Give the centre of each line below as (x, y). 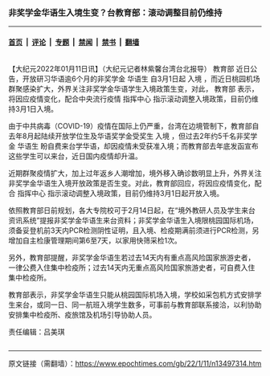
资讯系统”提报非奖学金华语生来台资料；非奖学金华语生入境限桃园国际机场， (133, 220)
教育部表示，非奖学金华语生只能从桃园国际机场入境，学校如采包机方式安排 (131, 294)
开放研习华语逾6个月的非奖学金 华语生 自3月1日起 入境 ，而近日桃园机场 (141, 79)
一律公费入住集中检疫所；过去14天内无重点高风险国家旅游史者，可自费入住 (132, 268)
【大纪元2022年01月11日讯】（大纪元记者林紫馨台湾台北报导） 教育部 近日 (129, 68)
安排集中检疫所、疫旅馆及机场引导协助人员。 (82, 314)
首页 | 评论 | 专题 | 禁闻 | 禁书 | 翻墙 (74, 42)
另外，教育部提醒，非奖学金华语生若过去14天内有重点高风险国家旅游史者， (132, 257)
